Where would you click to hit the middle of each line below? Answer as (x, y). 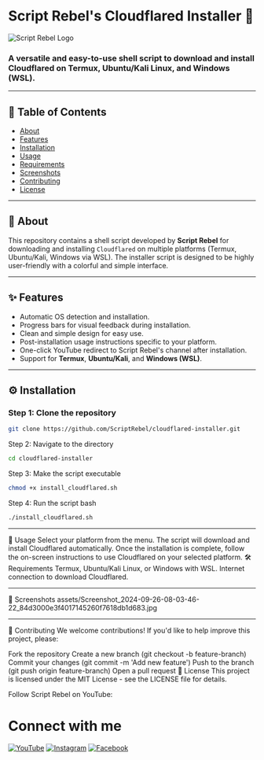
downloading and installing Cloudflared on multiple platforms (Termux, (123, 249)
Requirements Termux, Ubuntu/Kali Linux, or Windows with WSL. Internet (126, 568)
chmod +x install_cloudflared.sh (63, 488)
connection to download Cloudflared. (68, 577)
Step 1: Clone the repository (62, 412)
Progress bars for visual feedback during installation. (105, 325)
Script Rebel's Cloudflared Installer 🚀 (131, 16)
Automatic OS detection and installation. (84, 316)
